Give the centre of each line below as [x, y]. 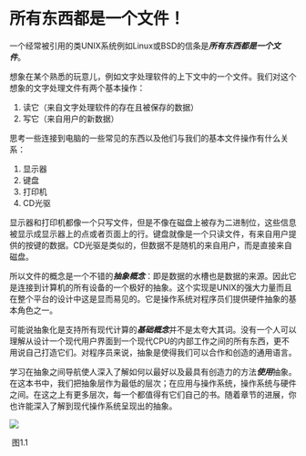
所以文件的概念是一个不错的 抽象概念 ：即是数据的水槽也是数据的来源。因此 [149, 275]
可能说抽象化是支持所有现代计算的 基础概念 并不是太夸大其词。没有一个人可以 [153, 329]
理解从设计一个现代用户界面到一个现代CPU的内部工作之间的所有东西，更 [146, 341]
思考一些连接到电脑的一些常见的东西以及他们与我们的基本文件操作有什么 [145, 138]
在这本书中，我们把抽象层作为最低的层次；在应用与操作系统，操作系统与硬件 [153, 383]
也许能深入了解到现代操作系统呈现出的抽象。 [93, 406]
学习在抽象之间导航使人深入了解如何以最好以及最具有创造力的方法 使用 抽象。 [153, 371]
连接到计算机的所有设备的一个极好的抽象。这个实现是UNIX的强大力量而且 [155, 287]
